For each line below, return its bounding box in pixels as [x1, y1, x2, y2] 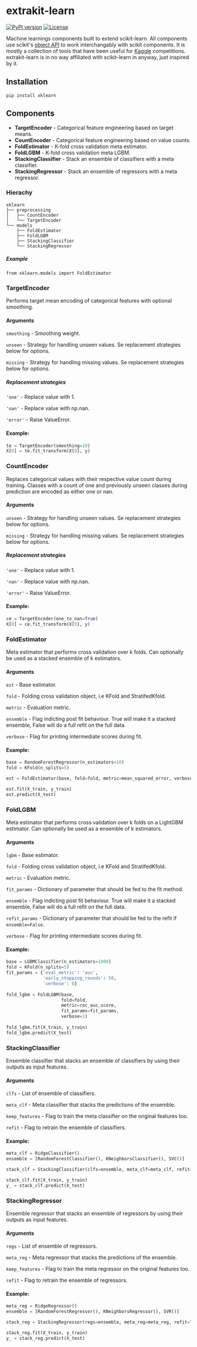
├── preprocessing [6, 207, 51, 213]
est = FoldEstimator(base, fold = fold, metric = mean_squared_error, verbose [6, 775, 193, 782]
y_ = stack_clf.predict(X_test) [6, 1183, 85, 1188]
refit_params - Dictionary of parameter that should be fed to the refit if [6, 915, 177, 922]
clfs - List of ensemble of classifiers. [6, 1090, 96, 1097]
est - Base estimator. [6, 681, 57, 688]
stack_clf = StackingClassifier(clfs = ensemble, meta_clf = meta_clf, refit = [6, 1167, 193, 1173]
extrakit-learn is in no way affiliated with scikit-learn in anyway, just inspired [6, 53, 189, 61]
